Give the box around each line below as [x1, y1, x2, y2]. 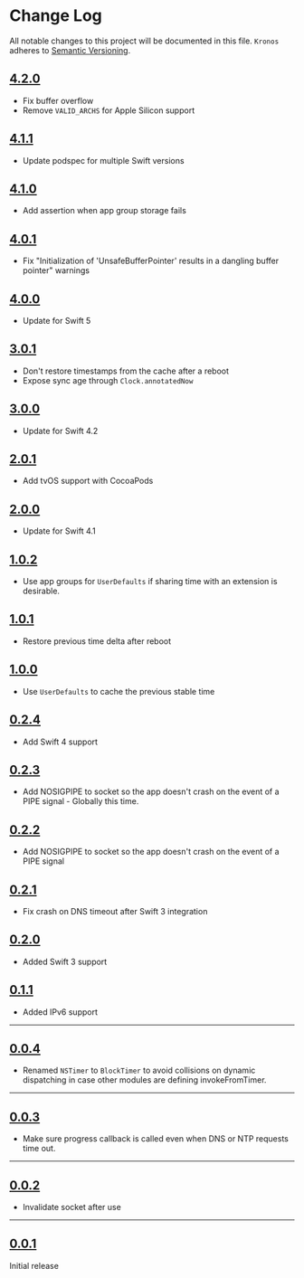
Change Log [9, 5, 102, 26]
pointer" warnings [22, 265, 90, 276]
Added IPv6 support [22, 1006, 98, 1018]
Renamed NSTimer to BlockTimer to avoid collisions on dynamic [22, 1065, 256, 1076]
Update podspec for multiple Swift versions [22, 155, 185, 166]
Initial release [9, 1260, 59, 1271]
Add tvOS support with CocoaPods [22, 476, 154, 487]
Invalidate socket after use [22, 1202, 122, 1212]
